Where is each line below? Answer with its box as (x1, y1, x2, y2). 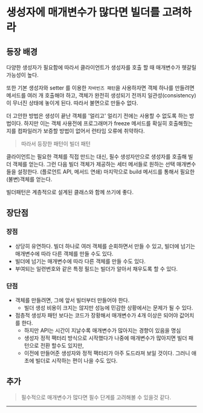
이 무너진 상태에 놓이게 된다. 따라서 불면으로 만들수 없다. (6, 99, 138, 106)
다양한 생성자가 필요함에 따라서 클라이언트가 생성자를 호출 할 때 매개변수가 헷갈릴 (6, 64, 197, 71)
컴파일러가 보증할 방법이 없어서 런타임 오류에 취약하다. (17, 128, 145, 134)
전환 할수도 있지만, (40, 342, 85, 349)
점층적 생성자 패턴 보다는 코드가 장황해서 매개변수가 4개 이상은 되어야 (14, 311, 178, 319)
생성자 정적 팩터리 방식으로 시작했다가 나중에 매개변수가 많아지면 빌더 (24, 334, 187, 342)
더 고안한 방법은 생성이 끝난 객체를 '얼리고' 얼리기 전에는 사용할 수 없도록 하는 (6, 112, 188, 119)
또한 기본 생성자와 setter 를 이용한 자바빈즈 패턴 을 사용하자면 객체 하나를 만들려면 (6, 84, 195, 91)
